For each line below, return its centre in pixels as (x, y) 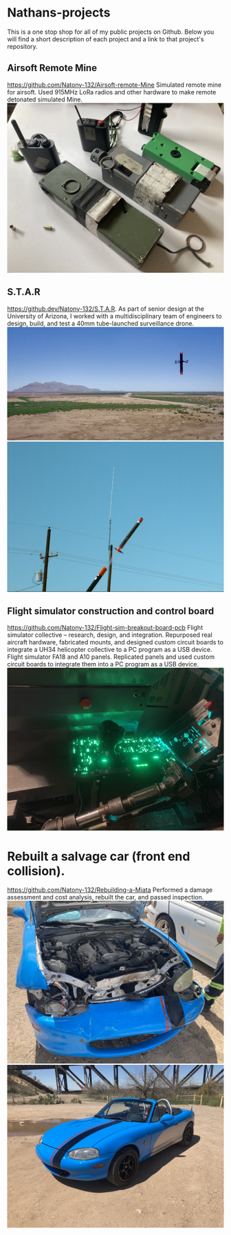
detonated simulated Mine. (45, 99)
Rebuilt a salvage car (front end (99, 856)
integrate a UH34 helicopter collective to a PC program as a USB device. (110, 650)
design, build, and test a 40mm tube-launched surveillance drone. (101, 323)
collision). (36, 871)
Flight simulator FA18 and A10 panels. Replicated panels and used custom (111, 657)
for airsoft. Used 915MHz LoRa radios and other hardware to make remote (112, 92)
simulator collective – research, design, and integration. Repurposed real (110, 635)
